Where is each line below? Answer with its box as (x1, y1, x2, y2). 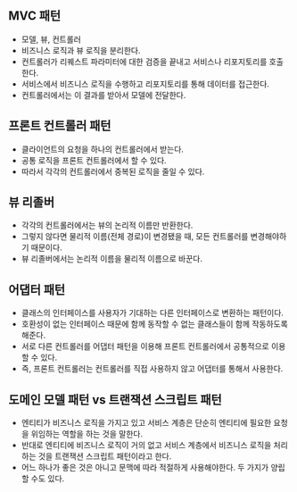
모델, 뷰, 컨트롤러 (21, 34, 81, 45)
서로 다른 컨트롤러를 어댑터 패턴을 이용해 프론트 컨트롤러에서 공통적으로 (21, 341, 269, 352)
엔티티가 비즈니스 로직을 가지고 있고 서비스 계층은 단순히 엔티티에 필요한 (21, 418, 272, 429)
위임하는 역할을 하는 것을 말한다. (30, 429, 144, 439)
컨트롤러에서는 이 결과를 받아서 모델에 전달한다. (21, 89, 186, 100)
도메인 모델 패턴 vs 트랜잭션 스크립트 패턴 (8, 392, 222, 407)
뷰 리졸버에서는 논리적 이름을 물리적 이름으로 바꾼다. (21, 254, 202, 264)
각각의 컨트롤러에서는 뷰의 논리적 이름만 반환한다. (21, 220, 194, 230)
